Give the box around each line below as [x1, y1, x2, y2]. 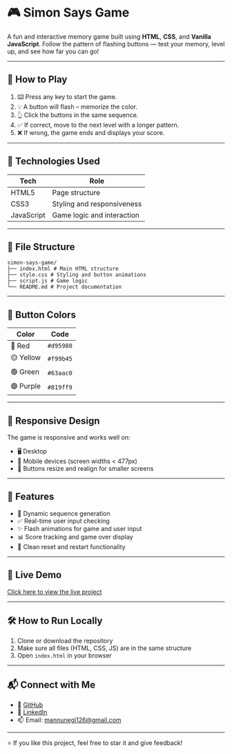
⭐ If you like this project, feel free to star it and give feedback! [7, 739, 183, 747]
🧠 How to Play [7, 73, 68, 86]
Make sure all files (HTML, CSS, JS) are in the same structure [17, 644, 192, 652]
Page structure [52, 188, 101, 197]
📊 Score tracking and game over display [17, 532, 133, 541]
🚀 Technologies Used [7, 156, 100, 168]
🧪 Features [7, 491, 55, 503]
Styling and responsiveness [52, 199, 142, 208]
